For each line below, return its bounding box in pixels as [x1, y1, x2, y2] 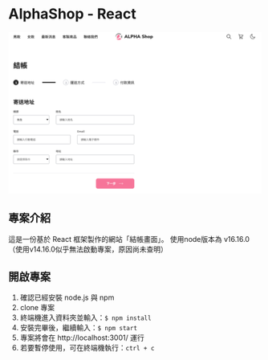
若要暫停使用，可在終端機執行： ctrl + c [19, 343, 155, 353]
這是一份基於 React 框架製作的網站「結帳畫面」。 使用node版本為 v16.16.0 [8, 234, 250, 243]
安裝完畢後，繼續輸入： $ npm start [19, 323, 138, 333]
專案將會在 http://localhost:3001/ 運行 [19, 333, 144, 342]
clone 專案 [19, 303, 55, 313]
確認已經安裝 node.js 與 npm [19, 292, 115, 302]
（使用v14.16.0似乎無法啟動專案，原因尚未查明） [8, 244, 169, 254]
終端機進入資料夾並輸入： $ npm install [19, 313, 152, 322]
